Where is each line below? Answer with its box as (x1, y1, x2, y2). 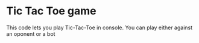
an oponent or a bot (6, 30, 55, 37)
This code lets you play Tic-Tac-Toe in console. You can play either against (6, 24, 193, 31)
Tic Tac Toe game (6, 4, 96, 18)
